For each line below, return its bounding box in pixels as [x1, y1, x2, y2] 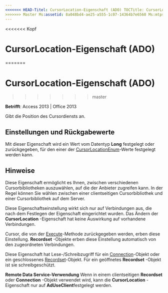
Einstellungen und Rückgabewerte [5, 128, 115, 136]
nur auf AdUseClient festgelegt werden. [30, 282, 112, 288]
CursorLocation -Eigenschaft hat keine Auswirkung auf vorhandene [5, 216, 146, 222]
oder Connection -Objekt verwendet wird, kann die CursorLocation [5, 277, 145, 283]
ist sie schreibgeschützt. [5, 262, 56, 268]
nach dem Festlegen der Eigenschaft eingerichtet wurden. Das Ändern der [5, 211, 158, 216]
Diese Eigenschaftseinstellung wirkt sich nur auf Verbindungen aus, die [5, 205, 152, 211]
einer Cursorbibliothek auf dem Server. [5, 196, 85, 201]
